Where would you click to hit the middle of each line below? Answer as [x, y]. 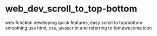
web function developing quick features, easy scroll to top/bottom [74, 22]
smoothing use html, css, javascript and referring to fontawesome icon [79, 27]
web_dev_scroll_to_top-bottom [71, 9]
